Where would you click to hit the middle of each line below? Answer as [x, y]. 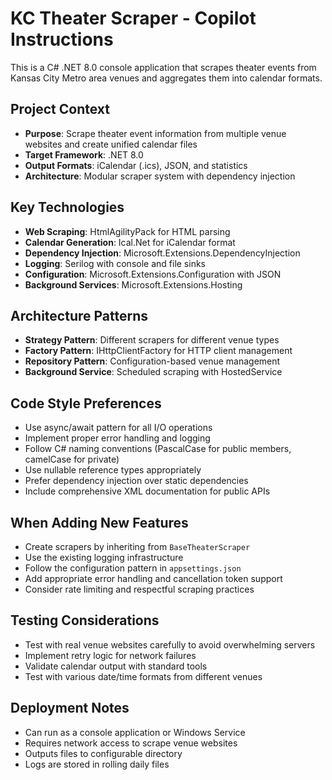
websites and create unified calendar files [111, 144]
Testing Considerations [85, 620]
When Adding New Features [99, 522]
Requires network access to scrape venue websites [131, 743]
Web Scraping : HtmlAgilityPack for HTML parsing [127, 231]
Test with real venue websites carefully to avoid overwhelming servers [170, 644]
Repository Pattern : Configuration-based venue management [152, 361]
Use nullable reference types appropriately [113, 470]
